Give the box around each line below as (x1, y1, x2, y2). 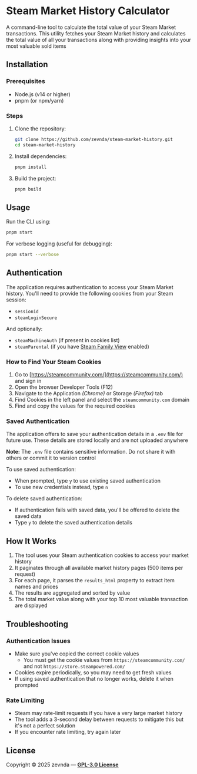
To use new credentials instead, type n (14, 484, 108, 491)
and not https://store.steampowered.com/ (23, 663, 125, 670)
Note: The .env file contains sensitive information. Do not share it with (6, 448, 176, 455)
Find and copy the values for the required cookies (14, 402, 136, 409)
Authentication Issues (6, 637, 71, 645)
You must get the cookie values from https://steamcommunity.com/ (23, 656, 185, 663)
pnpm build (14, 186, 42, 192)
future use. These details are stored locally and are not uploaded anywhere (6, 437, 188, 444)
